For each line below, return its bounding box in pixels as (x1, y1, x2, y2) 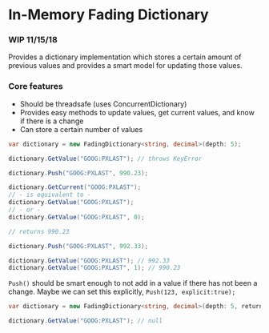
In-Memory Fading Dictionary (8, 6, 210, 24)
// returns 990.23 (8, 227, 70, 235)
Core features (8, 81, 63, 92)
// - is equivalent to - (8, 191, 91, 199)
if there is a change (19, 116, 84, 126)
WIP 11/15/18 (8, 34, 58, 46)
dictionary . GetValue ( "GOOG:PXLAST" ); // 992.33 (8, 256, 171, 265)
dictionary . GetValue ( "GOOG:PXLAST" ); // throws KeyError (8, 154, 203, 162)
